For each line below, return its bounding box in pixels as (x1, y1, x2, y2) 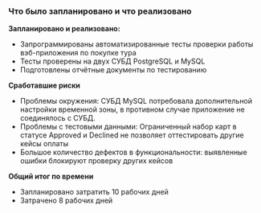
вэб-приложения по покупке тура (19, 48, 137, 58)
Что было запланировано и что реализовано (8, 6, 192, 17)
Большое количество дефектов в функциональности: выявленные (19, 147, 247, 158)
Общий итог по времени (8, 171, 94, 182)
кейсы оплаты (19, 139, 69, 149)
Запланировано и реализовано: (8, 24, 120, 34)
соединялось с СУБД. (19, 113, 96, 123)
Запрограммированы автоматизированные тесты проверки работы (19, 39, 254, 49)
